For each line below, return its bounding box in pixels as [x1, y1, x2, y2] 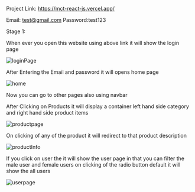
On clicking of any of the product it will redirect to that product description [6, 132, 187, 139]
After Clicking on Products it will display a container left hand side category [6, 103, 189, 110]
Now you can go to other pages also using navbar [6, 92, 128, 98]
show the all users [6, 168, 51, 174]
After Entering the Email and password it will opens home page [6, 69, 159, 76]
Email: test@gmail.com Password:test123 [6, 17, 106, 23]
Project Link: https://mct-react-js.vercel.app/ [6, 5, 115, 12]
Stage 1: [6, 28, 25, 35]
